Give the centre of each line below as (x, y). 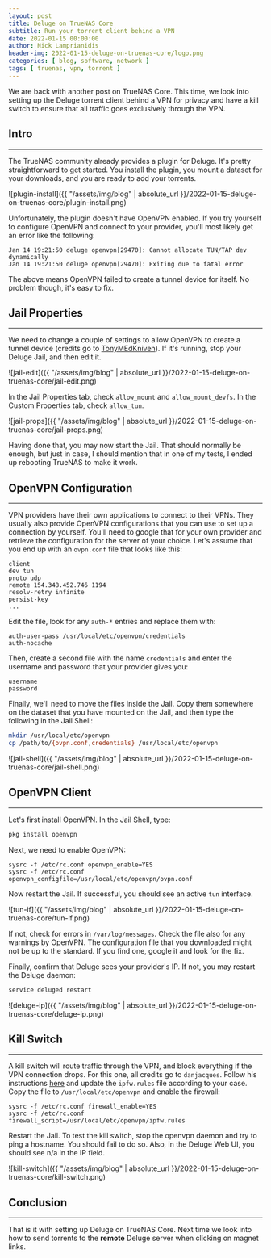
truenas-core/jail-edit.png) (52, 381)
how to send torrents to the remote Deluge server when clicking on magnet (134, 1238)
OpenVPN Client (50, 793)
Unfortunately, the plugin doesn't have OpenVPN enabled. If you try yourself (135, 218)
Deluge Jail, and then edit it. (55, 357)
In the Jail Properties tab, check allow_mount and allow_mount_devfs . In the (132, 397)
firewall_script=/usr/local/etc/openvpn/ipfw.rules (97, 1121)
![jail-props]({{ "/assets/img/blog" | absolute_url (88, 421)
